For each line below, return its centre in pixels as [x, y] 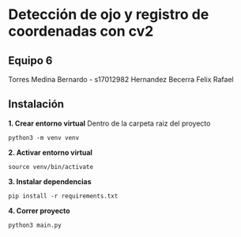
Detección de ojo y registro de [109, 15]
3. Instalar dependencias [50, 181]
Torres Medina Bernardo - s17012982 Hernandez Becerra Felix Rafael [121, 79]
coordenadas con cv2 [81, 31]
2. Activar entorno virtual [51, 152]
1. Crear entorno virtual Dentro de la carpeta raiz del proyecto [109, 123]
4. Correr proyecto [39, 210]
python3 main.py [35, 225]
